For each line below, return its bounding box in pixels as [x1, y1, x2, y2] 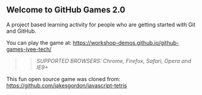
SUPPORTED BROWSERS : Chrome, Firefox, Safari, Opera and [36, 57, 192, 64]
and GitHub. [6, 27, 37, 34]
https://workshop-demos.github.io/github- [72, 39, 179, 46]
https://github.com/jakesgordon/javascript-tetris [6, 82, 128, 89]
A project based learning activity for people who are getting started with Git [6, 21, 196, 28]
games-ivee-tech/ [6, 45, 52, 53]
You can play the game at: [6, 39, 72, 46]
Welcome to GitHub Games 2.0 [6, 5, 126, 15]
